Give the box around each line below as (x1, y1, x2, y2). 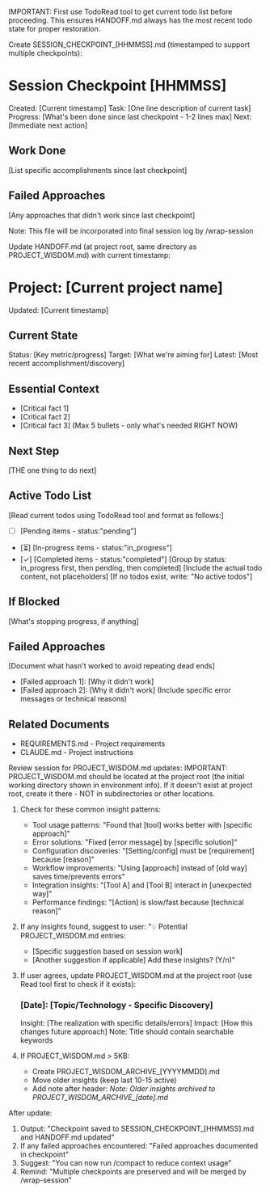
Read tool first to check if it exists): (19, 980, 137, 989)
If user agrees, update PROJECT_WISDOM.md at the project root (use (19, 971, 253, 980)
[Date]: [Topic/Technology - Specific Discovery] (19, 1000, 213, 1011)
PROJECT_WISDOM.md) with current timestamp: (8, 250, 171, 259)
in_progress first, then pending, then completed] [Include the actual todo (19, 563, 263, 572)
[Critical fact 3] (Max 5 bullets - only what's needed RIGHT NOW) (19, 420, 238, 431)
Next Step (8, 444, 60, 457)
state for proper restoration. (8, 24, 101, 33)
